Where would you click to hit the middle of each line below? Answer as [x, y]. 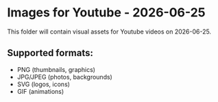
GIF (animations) [40, 91]
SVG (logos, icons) [44, 84]
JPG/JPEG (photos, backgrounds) [65, 77]
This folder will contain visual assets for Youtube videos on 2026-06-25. [109, 31]
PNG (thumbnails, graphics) [56, 69]
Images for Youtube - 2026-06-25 [106, 13]
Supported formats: [50, 53]
